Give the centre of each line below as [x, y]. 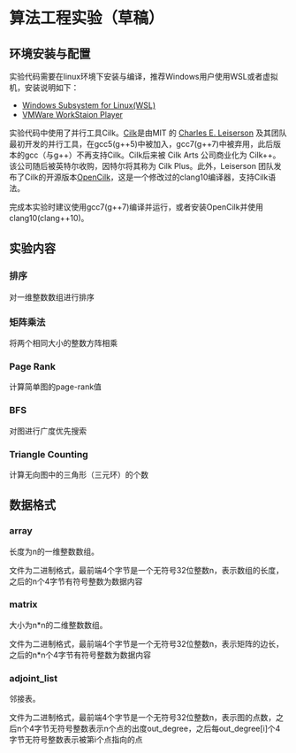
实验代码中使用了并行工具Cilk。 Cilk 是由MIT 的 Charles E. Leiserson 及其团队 [148, 133]
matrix [23, 604]
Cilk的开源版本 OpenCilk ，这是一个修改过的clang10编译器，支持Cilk [146, 177]
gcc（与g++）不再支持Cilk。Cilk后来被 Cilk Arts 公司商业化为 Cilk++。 [152, 155]
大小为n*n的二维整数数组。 [58, 625]
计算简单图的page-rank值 [55, 387]
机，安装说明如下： [44, 88]
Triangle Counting [49, 454]
